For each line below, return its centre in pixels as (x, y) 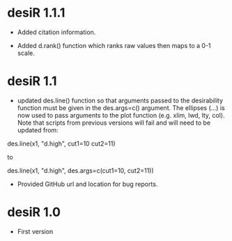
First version (35, 231)
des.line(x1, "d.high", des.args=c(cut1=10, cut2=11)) (81, 170)
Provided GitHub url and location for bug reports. (87, 184)
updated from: (38, 130)
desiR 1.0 (34, 212)
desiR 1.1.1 (36, 13)
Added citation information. (56, 32)
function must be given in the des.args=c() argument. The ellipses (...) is (121, 108)
